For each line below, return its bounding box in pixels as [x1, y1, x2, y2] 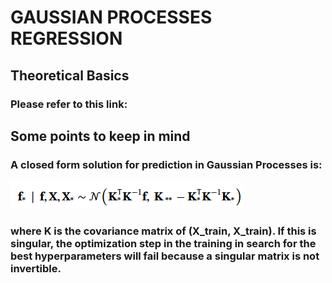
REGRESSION [10, 27, 123, 50]
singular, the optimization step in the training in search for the [10, 237, 317, 251]
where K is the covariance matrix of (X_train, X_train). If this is [10, 224, 317, 238]
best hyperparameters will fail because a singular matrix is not [10, 249, 320, 263]
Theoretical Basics [10, 67, 130, 84]
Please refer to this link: [10, 97, 128, 111]
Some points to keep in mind [10, 127, 191, 145]
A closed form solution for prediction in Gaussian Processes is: [10, 157, 323, 171]
